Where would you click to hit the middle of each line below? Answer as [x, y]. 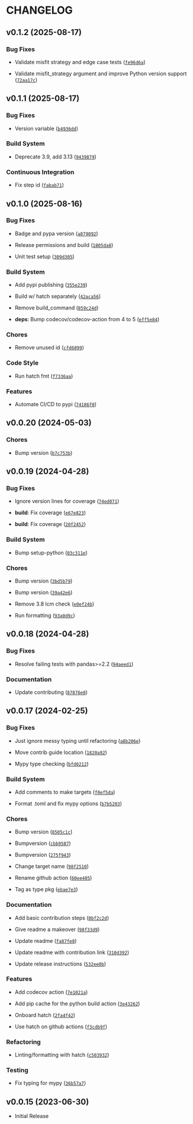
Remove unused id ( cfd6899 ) [49, 347]
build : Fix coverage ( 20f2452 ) [50, 524]
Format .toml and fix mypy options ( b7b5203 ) [68, 803]
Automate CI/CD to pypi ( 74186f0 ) [55, 404]
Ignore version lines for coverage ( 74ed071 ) [67, 501]
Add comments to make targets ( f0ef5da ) [65, 792]
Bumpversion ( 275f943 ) [43, 855]
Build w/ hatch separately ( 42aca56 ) [58, 296]
